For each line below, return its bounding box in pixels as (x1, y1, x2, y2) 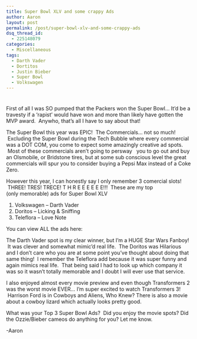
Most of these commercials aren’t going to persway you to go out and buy (7, 147, 190, 155)
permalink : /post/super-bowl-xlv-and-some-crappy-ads (6, 25, 141, 31)
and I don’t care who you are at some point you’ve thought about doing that (6, 249, 189, 256)
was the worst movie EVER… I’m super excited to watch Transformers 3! (6, 286, 181, 293)
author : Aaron (6, 14, 41, 20)
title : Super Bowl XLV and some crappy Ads (6, 8, 115, 15)
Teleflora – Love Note (14, 214, 66, 221)
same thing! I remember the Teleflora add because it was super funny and (6, 256, 187, 263)
